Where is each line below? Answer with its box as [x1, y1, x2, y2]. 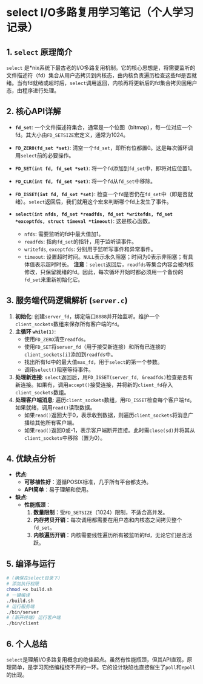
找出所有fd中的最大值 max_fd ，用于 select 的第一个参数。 [24, 358, 163, 365]
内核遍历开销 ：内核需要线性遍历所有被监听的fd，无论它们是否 [33, 532, 187, 539]
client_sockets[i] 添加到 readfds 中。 [24, 351, 116, 358]
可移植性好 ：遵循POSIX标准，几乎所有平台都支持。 [24, 478, 152, 486]
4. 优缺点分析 [6, 454, 56, 464]
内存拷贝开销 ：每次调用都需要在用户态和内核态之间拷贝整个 [33, 516, 182, 524]
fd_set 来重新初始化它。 [24, 276, 84, 283]
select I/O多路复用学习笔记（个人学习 [6, 5, 194, 19]
